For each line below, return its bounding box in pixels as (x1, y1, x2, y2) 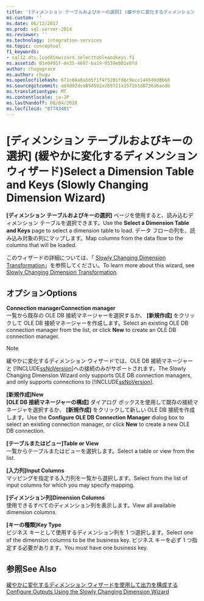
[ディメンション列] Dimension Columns (6, 494, 105, 501)
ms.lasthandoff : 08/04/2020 (6, 100, 78, 106)
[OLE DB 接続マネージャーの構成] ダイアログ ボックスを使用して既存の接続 (6, 399, 193, 406)
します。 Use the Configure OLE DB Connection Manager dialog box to (6, 414, 185, 421)
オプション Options (6, 288, 77, 298)
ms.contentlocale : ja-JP (6, 94, 69, 100)
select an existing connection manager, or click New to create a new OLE (6, 421, 190, 428)
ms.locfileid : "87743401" (6, 105, 72, 112)
